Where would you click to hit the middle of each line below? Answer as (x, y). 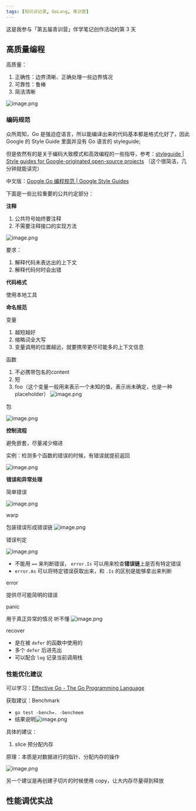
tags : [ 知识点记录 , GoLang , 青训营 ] (48, 11)
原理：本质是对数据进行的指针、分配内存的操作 (63, 757)
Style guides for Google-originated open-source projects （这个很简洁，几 (97, 161)
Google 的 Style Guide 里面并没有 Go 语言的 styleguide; (73, 141)
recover (16, 630)
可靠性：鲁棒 (30, 84)
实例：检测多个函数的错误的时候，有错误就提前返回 (68, 455)
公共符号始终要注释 (38, 218)
